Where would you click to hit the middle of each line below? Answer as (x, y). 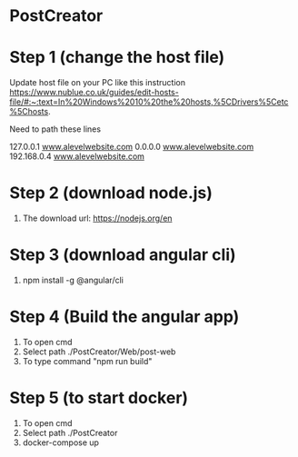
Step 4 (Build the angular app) (124, 317)
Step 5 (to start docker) (99, 398)
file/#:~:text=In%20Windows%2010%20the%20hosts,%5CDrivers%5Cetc (149, 102)
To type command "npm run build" (87, 361)
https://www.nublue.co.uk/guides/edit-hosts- (94, 93)
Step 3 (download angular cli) (123, 255)
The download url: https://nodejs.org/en (97, 218)
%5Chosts (29, 112)
